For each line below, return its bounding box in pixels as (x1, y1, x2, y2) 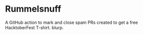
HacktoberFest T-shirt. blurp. (5, 24, 64, 30)
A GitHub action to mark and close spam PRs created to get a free (5, 19, 138, 25)
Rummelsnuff (5, 3, 61, 15)
